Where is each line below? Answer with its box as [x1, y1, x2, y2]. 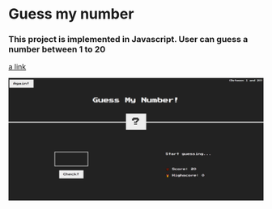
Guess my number [8, 5, 134, 23]
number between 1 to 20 [8, 44, 106, 55]
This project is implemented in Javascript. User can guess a [8, 34, 249, 45]
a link [8, 62, 27, 72]
